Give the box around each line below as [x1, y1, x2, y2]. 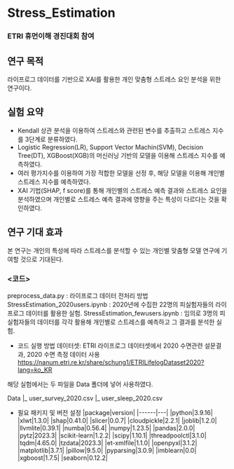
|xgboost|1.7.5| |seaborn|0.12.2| [17, 454, 109, 462]
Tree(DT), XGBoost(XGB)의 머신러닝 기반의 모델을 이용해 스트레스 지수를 [17, 151, 219, 159]
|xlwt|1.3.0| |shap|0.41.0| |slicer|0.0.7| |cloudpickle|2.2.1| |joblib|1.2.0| [17, 416, 217, 425]
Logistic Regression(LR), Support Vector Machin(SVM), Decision [17, 142, 204, 151]
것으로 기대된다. [20, 254, 64, 264]
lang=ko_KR [17, 365, 53, 374]
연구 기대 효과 [7, 226, 63, 238]
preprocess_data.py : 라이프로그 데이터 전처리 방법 [7, 291, 149, 299]
